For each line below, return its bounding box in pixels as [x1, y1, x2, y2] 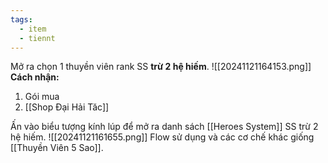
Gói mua [24, 91, 60, 103]
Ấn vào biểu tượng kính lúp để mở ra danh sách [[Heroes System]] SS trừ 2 [10, 121, 319, 133]
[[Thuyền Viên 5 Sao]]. [10, 142, 104, 154]
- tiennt [19, 33, 56, 43]
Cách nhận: [10, 71, 60, 83]
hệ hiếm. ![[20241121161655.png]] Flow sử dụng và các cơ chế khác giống [10, 131, 315, 143]
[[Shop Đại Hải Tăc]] [24, 101, 110, 113]
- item [19, 24, 47, 34]
